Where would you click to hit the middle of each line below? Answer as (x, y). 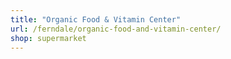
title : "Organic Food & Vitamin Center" (96, 19)
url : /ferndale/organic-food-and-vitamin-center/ (116, 29)
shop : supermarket (48, 38)
